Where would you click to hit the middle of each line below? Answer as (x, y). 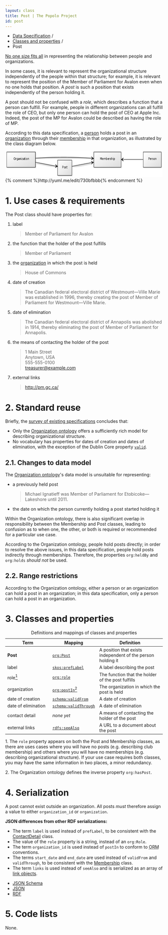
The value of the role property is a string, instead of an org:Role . (79, 842)
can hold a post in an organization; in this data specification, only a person (82, 593)
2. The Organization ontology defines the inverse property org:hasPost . (79, 773)
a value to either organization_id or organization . (57, 812)
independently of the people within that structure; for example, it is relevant (83, 76)
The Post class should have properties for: (49, 214)
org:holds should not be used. (36, 560)
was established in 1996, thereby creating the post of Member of (91, 297)
